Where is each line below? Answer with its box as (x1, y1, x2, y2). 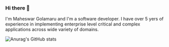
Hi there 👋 (5, 4, 30, 11)
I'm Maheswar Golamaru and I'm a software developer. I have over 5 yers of (5, 16, 164, 22)
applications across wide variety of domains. (5, 26, 99, 32)
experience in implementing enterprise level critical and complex (5, 21, 141, 27)
